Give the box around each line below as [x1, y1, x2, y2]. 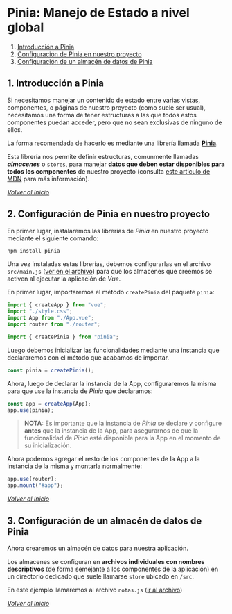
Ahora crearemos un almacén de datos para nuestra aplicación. [7, 544, 188, 552]
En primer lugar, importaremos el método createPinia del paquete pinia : [7, 288, 215, 297]
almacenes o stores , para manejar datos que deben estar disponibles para [7, 160, 225, 168]
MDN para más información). [7, 174, 90, 183]
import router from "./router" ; [7, 321, 100, 328]
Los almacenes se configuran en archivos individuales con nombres [7, 558, 205, 565]
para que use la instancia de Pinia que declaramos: [7, 387, 153, 395]
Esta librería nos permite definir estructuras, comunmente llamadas [7, 152, 199, 160]
